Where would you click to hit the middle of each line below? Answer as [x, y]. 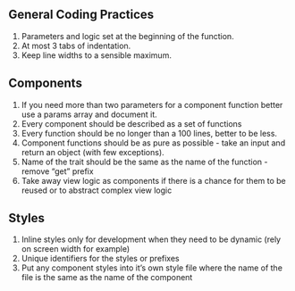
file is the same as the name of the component [107, 278]
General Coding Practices [81, 15]
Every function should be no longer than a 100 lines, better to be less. [149, 133]
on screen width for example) [76, 249]
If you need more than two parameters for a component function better [152, 104]
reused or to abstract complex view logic [97, 190]
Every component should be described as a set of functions [131, 123]
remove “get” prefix [58, 171]
